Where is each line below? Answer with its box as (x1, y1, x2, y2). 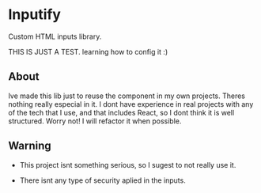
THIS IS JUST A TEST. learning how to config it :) (8, 47, 168, 56)
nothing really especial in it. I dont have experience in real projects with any (8, 99, 254, 108)
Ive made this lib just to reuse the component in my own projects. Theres (8, 91, 246, 100)
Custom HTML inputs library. (8, 32, 102, 41)
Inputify (8, 6, 62, 24)
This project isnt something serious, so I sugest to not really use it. (19, 160, 236, 169)
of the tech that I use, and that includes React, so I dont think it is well (8, 108, 235, 117)
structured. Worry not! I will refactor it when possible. (8, 116, 182, 126)
